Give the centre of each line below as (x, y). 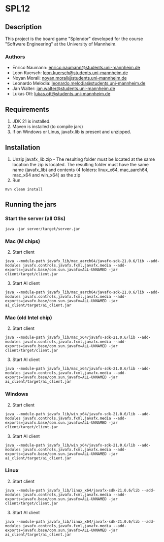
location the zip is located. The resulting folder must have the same (81, 164)
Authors (15, 56)
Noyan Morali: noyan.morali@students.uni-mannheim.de (69, 78)
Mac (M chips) (23, 241)
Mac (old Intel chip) (29, 317)
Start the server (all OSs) (35, 219)
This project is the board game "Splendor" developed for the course (74, 39)
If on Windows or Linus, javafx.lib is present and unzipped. (72, 132)
